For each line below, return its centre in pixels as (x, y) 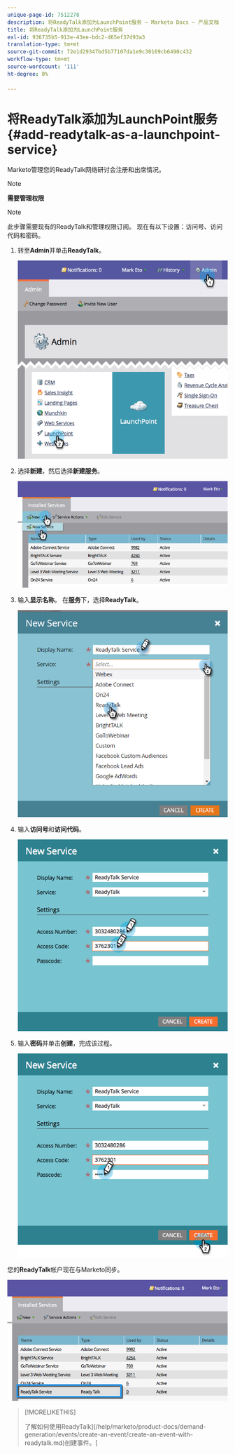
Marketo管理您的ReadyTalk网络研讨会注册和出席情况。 (86, 170)
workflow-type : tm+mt (39, 60)
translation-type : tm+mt (43, 45)
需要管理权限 (26, 198)
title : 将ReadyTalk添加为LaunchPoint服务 (65, 29)
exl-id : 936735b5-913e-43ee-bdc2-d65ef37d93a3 (76, 37)
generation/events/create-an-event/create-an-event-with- (109, 1434)
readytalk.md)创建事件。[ (61, 1443)
